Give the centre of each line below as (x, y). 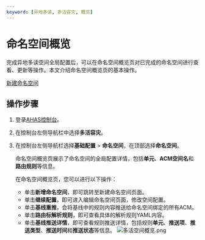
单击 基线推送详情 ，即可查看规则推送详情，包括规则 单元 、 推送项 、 (107, 223)
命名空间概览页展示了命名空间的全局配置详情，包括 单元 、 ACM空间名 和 (104, 159)
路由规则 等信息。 (37, 166)
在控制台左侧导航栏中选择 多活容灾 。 (61, 133)
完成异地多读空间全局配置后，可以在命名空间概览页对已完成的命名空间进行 (100, 62)
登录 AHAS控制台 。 (39, 120)
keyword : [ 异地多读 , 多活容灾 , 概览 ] (50, 12)
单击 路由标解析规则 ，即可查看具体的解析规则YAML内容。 (96, 215)
